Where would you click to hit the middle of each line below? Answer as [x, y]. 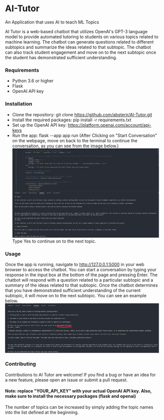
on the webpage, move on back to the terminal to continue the [75, 140]
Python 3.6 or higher [33, 81]
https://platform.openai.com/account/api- [110, 125]
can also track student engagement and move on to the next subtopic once [81, 52]
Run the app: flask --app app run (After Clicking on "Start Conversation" [85, 135]
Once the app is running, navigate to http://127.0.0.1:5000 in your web [75, 265]
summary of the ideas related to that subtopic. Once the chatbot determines [82, 285]
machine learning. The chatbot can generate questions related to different [79, 42]
